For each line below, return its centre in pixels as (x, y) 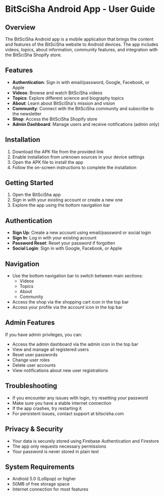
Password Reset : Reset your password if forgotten (64, 243)
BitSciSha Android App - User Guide (80, 9)
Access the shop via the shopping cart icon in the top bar (70, 302)
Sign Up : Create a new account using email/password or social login (82, 232)
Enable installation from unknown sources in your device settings (78, 157)
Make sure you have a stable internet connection (62, 403)
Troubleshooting (31, 386)
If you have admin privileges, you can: (44, 335)
